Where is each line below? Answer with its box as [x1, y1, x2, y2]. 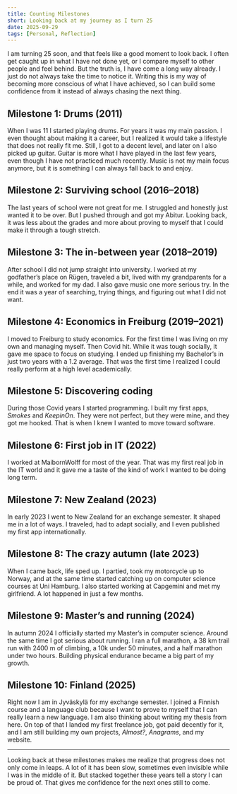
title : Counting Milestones [7, 10, 90, 18]
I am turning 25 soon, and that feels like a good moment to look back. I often [7, 50, 229, 58]
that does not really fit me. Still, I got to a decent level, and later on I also [7, 142, 217, 150]
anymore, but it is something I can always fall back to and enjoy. [7, 164, 193, 173]
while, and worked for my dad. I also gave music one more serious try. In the [7, 280, 229, 289]
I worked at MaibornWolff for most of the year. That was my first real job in [7, 458, 224, 467]
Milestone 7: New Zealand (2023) [7, 493, 157, 506]
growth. [7, 659, 30, 667]
